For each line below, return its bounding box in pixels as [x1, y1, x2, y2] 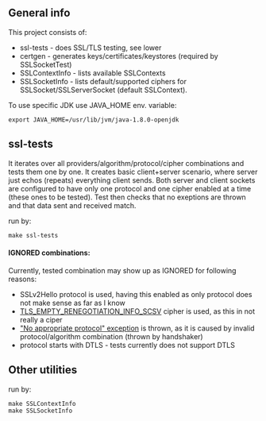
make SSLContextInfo [8, 400, 77, 407]
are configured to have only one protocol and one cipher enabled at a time [8, 183, 252, 193]
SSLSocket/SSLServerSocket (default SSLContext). [19, 85, 188, 95]
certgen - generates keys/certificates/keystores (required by [19, 51, 218, 60]
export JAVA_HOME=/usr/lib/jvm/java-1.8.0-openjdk [8, 115, 179, 124]
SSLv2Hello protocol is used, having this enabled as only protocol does [19, 289, 253, 299]
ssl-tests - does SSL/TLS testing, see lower [19, 43, 162, 52]
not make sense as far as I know [19, 298, 125, 307]
